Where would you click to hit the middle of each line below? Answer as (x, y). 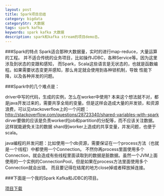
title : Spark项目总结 (26, 14)
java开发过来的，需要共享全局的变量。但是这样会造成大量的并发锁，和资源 (84, 103)
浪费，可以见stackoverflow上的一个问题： (47, 109)
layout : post (18, 10)
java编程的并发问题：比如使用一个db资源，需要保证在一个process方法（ (78, 143)
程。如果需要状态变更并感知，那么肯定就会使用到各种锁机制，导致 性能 (76, 70)
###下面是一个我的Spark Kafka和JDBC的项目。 (53, 178)
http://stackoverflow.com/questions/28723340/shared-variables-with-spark (82, 114)
